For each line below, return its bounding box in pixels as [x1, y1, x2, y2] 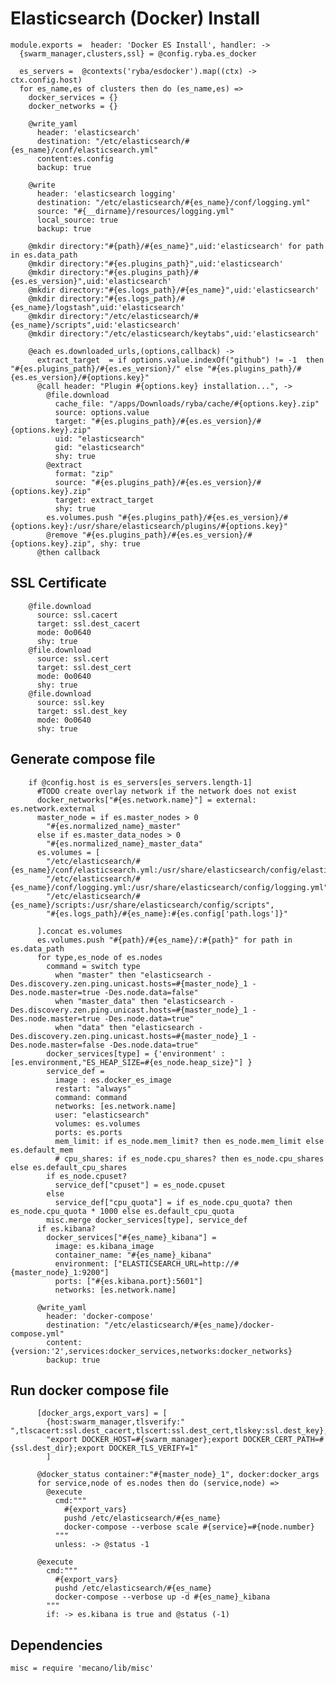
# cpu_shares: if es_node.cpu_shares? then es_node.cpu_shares [54, 1153, 325, 1164]
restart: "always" [54, 1083, 132, 1094]
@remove [46, 530, 78, 540]
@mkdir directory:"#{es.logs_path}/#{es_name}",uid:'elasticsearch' [28, 285, 320, 295]
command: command [54, 1092, 128, 1102]
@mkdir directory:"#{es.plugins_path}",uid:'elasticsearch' [28, 258, 284, 269]
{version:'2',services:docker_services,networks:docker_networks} [10, 1346, 293, 1356]
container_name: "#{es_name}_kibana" [54, 1250, 213, 1260]
